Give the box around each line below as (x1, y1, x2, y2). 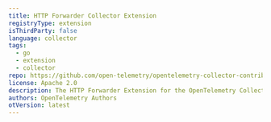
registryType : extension (8, 19, 92, 27)
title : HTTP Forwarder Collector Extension (8, 11, 157, 20)
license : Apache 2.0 (8, 79, 78, 87)
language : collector (8, 34, 78, 43)
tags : (8, 42, 27, 50)
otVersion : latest (8, 101, 70, 109)
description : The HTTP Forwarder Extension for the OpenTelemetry (8, 86, 236, 95)
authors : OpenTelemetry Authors (8, 94, 117, 102)
